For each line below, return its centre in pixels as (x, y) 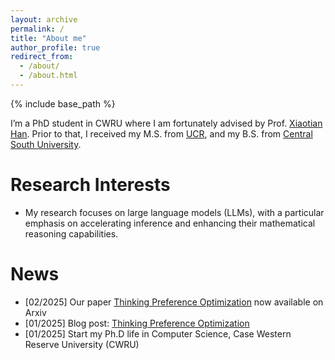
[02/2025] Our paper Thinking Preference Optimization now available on (174, 302)
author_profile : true (55, 47)
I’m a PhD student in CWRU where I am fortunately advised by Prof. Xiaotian (166, 123)
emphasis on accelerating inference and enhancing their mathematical (170, 223)
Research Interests (90, 185)
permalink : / (37, 29)
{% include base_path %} (63, 103)
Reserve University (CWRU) (82, 344)
